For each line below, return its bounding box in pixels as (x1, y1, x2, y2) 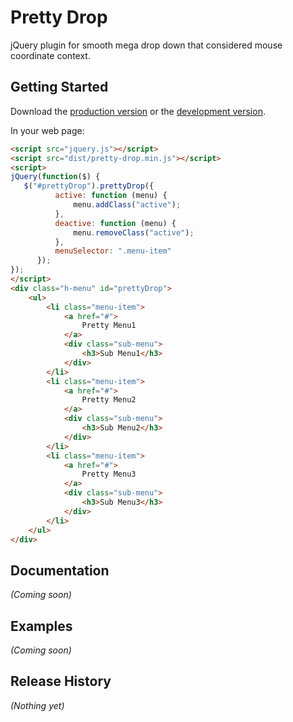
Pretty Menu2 (81, 395, 137, 405)
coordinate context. (10, 49, 91, 61)
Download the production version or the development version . (10, 105, 266, 117)
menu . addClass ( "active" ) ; (73, 200, 182, 210)
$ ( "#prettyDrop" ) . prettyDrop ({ (23, 181, 155, 191)
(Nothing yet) (10, 699, 65, 711)
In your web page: (10, 124, 85, 136)
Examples (10, 617, 73, 635)
